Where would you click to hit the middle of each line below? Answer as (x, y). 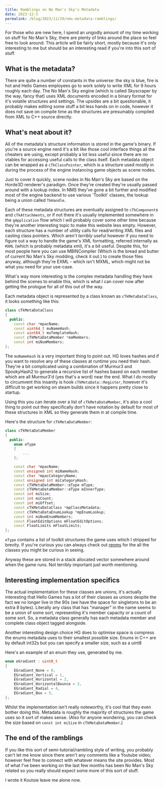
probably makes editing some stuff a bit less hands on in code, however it (79, 107)
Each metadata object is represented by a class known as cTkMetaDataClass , (82, 296)
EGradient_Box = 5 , (34, 693)
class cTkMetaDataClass (29, 310)
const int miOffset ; (35, 503)
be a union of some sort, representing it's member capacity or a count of (78, 612)
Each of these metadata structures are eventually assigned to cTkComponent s (82, 210)
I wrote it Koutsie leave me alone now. (43, 780)
